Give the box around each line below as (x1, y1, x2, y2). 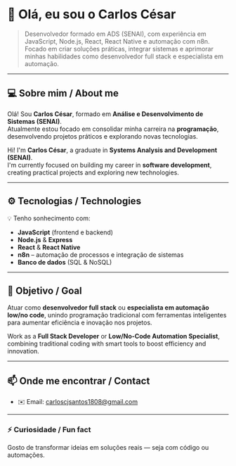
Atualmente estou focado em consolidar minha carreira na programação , (7, 125, 219, 133)
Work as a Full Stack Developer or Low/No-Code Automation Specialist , (7, 332, 220, 341)
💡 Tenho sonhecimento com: (7, 214, 91, 222)
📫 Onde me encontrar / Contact (7, 374, 150, 386)
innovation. (7, 347, 40, 355)
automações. (7, 451, 46, 460)
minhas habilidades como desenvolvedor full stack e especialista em (24, 52, 223, 61)
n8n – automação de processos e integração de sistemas (17, 250, 184, 259)
